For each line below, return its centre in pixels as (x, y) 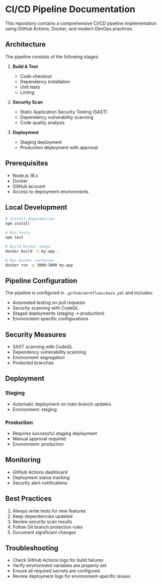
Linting (27, 92)
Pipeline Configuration (41, 281)
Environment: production (38, 444)
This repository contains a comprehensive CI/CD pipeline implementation (81, 23)
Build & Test (25, 66)
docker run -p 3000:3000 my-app (39, 265)
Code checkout (36, 76)
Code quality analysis (42, 123)
